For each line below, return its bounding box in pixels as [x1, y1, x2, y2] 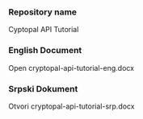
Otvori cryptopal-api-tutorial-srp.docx [8, 101, 135, 111]
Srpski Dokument [8, 83, 78, 94]
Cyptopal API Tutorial [8, 25, 79, 35]
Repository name [8, 6, 78, 18]
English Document [8, 45, 82, 56]
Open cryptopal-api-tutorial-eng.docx [8, 63, 135, 72]
